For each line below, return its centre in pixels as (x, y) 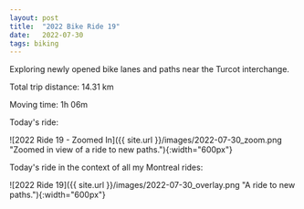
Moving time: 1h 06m (49, 105)
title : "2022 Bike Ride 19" (65, 26)
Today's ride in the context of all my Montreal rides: (106, 167)
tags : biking (34, 43)
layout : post (34, 18)
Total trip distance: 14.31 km (62, 87)
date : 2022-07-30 (47, 35)
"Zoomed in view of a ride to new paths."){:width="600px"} (121, 150)
